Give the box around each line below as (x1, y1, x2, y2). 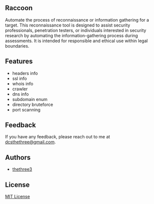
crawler (12, 86, 28, 92)
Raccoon (5, 4, 33, 12)
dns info (12, 91, 29, 97)
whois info (12, 80, 33, 86)
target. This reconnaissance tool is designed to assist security (5, 22, 130, 28)
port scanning (12, 106, 41, 112)
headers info (12, 70, 38, 76)
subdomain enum (12, 96, 48, 102)
